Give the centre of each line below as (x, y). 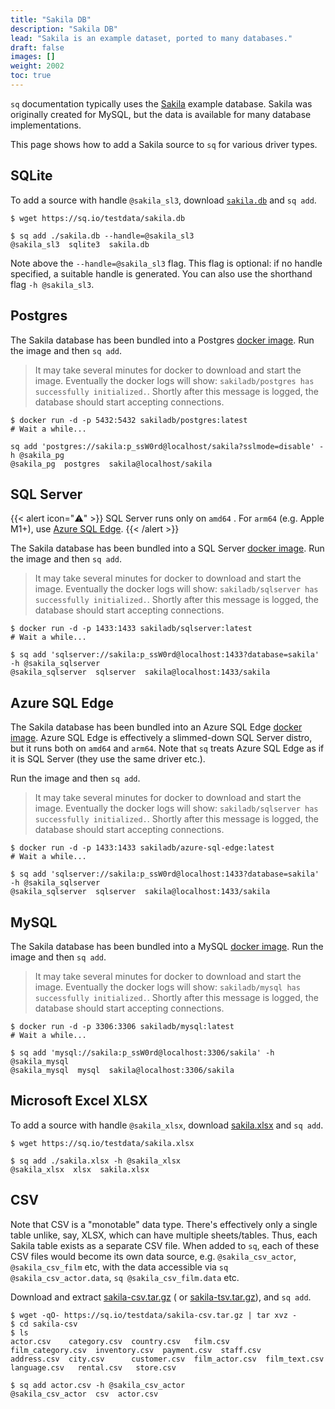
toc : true (31, 76)
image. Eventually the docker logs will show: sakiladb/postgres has (174, 380)
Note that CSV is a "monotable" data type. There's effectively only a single (164, 1224)
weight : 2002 (37, 66)
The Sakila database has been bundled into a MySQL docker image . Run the (167, 946)
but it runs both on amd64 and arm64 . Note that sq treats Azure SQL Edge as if (167, 748)
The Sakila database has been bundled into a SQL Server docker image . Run (167, 548)
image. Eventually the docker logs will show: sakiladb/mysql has (167, 987)
